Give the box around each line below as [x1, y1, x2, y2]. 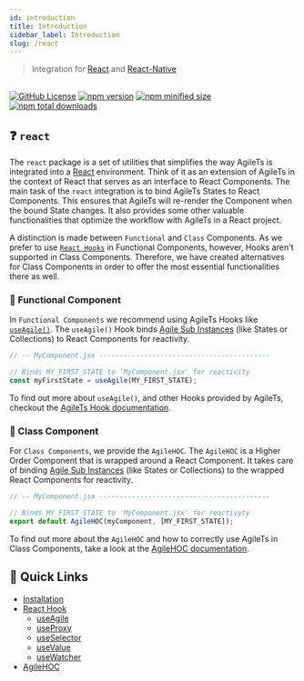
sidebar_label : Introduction [9, 30, 120, 39]
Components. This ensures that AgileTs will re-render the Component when [9, 195, 293, 206]
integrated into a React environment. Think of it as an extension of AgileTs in [9, 166, 296, 177]
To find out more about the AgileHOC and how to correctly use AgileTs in [9, 533, 279, 544]
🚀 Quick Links [9, 569, 88, 585]
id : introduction [9, 13, 76, 23]
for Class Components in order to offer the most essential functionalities [9, 261, 280, 273]
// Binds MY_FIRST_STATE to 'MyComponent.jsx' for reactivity [9, 367, 250, 377]
